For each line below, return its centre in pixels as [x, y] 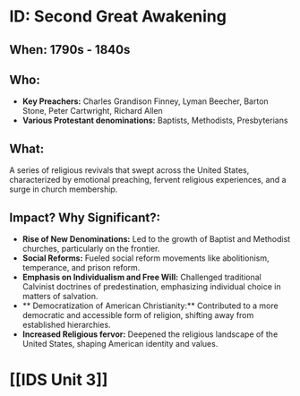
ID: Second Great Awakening [118, 17]
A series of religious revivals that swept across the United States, [129, 170]
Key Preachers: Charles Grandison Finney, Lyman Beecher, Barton [145, 101]
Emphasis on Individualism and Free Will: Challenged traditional [142, 277]
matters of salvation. [60, 297]
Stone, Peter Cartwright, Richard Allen [92, 111]
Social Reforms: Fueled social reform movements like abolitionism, [146, 258]
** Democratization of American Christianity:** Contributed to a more [150, 306]
